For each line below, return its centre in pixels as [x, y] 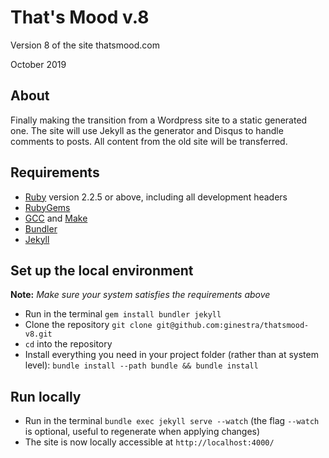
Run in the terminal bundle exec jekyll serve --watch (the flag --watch [172, 421]
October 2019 [38, 64]
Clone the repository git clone [88, 325]
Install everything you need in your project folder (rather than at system [171, 355]
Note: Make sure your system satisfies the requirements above [140, 295]
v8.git [38, 334]
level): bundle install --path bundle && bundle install [141, 365]
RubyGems [47, 207]
